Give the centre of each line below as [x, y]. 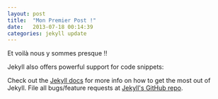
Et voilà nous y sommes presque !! [57, 53]
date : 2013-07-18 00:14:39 [50, 27]
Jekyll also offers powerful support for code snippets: [86, 67]
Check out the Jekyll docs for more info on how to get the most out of [109, 81]
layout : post [27, 14]
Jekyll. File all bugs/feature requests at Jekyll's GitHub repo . [95, 88]
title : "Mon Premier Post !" [52, 20]
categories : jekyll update [47, 33]
